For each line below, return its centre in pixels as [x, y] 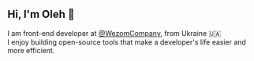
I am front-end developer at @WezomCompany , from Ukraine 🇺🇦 [114, 33]
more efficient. [31, 50]
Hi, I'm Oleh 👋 [41, 14]
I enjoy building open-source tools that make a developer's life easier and [127, 42]
